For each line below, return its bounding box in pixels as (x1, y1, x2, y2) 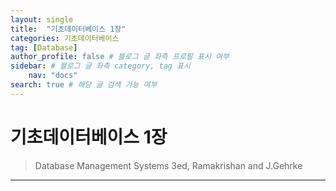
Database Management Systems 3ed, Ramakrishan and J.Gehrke (34, 159, 303, 171)
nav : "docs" (28, 71, 78, 81)
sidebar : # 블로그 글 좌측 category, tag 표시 (10, 61, 191, 71)
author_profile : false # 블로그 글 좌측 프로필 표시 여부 (10, 52, 230, 62)
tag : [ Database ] (10, 42, 78, 53)
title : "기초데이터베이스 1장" (10, 24, 127, 34)
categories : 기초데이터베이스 (10, 33, 120, 43)
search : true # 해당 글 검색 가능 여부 (10, 80, 158, 90)
